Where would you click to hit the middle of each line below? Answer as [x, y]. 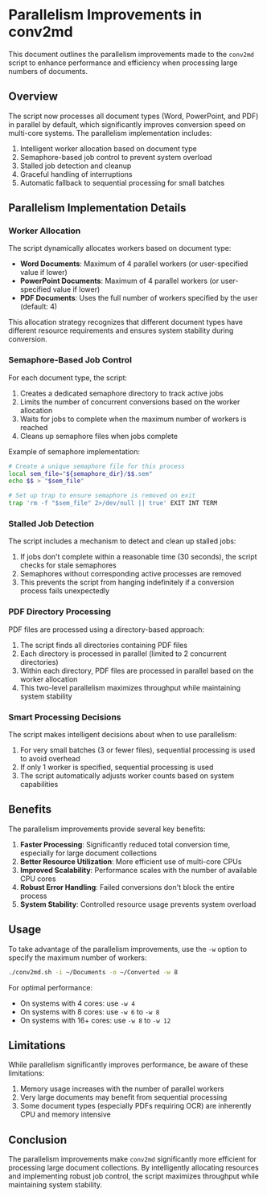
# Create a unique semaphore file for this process [97, 466]
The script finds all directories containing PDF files [103, 645]
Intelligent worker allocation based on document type [108, 148]
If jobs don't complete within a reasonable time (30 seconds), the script [138, 557]
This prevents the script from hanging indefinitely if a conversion [127, 582]
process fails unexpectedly [65, 591]
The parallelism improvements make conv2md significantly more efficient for [133, 1159]
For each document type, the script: [68, 377]
